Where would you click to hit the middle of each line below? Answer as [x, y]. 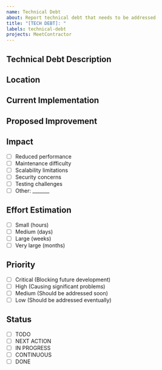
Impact [20, 142]
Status [19, 320]
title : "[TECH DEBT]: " [36, 23]
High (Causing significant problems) [60, 286]
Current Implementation [53, 101]
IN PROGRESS [33, 348]
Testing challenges [39, 183]
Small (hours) [32, 225]
